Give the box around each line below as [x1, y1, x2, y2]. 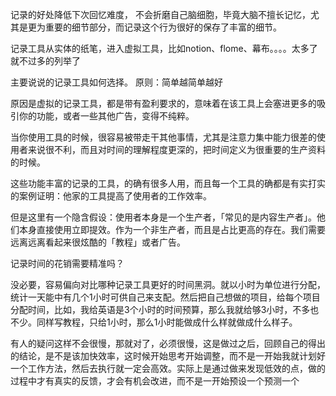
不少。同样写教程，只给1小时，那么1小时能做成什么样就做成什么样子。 [10, 316, 298, 328]
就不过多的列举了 [10, 55, 81, 67]
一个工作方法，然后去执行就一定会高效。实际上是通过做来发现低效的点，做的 [10, 363, 326, 374]
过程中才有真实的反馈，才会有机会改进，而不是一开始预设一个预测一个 [10, 375, 300, 387]
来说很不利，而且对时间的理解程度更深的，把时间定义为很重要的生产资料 [27, 144, 326, 155]
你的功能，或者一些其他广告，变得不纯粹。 [18, 110, 195, 122]
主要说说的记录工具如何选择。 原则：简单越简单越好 [10, 76, 223, 88]
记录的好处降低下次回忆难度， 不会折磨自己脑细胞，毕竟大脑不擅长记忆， [10, 9, 311, 20]
